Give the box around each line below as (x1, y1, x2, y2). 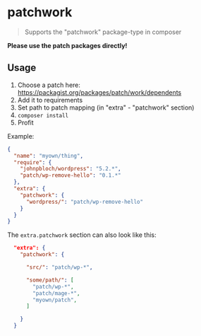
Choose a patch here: (17, 81, 81, 89)
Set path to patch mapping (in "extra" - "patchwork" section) (17, 103, 195, 112)
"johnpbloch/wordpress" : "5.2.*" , (20, 166, 121, 173)
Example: (7, 132, 35, 140)
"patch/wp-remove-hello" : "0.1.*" (20, 172, 121, 179)
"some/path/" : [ (25, 277, 74, 284)
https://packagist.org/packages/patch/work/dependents (17, 88, 182, 96)
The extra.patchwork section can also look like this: (7, 231, 157, 239)
